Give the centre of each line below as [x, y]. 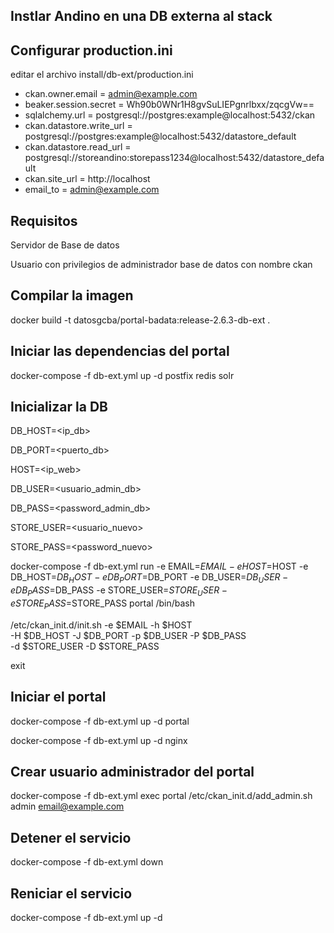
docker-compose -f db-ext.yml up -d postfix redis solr [122, 375]
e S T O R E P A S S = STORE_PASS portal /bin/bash [102, 604]
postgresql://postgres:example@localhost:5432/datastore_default [160, 136]
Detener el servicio [71, 837]
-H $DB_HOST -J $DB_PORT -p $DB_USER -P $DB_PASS [128, 635]
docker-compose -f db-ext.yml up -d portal [100, 721]
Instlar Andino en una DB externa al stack [141, 16]
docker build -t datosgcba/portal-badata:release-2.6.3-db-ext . [140, 320]
